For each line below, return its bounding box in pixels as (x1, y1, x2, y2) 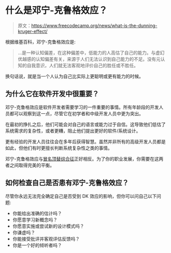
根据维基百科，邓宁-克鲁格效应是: (5, 39, 76, 45)
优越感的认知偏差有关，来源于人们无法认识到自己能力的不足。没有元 (17, 56, 161, 62)
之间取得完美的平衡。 (9, 162, 54, 168)
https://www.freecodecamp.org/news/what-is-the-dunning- (31, 22, 158, 29)
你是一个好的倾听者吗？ (12, 242, 62, 248)
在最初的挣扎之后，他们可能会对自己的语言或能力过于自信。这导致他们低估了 (5, 121, 166, 128)
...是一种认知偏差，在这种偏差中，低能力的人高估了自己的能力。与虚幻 (17, 49, 164, 56)
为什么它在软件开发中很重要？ (5, 90, 99, 98)
